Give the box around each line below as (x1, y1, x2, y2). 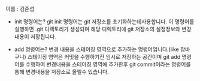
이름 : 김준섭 (5, 5, 35, 12)
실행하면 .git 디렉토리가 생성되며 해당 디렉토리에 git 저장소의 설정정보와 (14, 26, 180, 32)
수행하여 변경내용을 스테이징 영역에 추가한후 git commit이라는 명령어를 (25, 61, 191, 68)
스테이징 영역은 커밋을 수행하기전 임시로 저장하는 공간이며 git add (27, 53, 181, 60)
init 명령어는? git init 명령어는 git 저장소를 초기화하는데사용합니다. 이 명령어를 (14, 18, 195, 25)
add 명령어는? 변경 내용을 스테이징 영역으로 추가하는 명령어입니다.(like (14, 46, 179, 53)
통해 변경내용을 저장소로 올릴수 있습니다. (14, 68, 109, 75)
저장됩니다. (30, 33, 56, 40)
